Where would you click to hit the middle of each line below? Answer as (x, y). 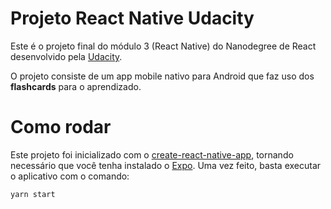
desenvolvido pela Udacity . (66, 56)
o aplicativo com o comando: (70, 176)
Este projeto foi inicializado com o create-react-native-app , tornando (152, 154)
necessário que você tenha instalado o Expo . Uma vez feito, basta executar (166, 165)
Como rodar (61, 127)
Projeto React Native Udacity (132, 18)
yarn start (33, 194)
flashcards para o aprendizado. (76, 86)
